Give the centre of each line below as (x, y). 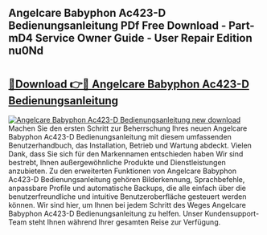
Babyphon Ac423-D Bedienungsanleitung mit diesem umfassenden (120, 137)
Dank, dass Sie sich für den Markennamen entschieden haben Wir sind (126, 154)
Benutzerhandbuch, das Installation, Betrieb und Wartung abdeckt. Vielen (130, 145)
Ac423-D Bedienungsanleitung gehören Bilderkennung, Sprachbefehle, (127, 179)
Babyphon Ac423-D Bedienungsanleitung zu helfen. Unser (106, 213)
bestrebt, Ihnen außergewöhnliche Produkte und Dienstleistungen (117, 162)
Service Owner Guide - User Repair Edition (144, 38)
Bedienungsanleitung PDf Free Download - (117, 26)
